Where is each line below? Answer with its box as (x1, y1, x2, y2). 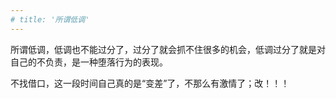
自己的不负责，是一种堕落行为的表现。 (10, 56, 168, 68)
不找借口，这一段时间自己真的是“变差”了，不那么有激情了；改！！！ (10, 77, 290, 89)
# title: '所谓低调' (10, 14, 90, 25)
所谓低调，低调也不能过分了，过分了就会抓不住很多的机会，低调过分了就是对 (10, 43, 326, 55)
